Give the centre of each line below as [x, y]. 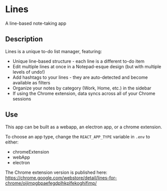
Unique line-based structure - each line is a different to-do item [78, 61]
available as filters [31, 82]
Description [24, 39]
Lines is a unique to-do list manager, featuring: [54, 51]
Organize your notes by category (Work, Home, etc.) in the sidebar [82, 88]
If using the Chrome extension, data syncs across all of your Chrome [84, 93]
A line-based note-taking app [36, 23]
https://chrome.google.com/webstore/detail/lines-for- [61, 177]
